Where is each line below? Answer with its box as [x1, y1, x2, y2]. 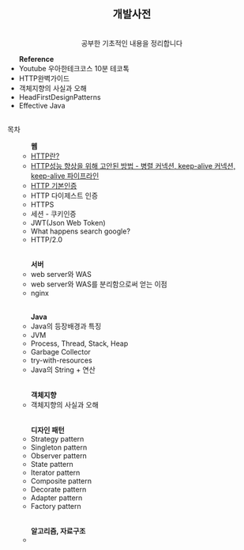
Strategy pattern [30, 434, 84, 444]
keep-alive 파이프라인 [30, 171, 99, 180]
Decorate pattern [30, 485, 87, 495]
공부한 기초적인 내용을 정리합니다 [81, 38, 183, 47]
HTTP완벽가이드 [18, 74, 70, 83]
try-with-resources [30, 355, 92, 366]
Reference [18, 54, 54, 63]
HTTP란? [30, 151, 60, 161]
